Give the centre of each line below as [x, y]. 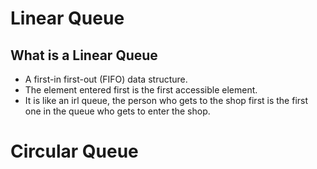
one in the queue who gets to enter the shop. [117, 111]
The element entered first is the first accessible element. [141, 90]
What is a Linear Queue [84, 55]
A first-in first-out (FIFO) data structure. [106, 79]
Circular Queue [74, 151]
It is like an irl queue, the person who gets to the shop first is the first [166, 100]
